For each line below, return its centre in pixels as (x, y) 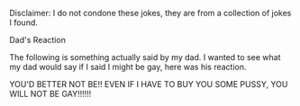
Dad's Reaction (37, 40)
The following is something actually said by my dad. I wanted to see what (145, 57)
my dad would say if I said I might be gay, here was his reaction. (128, 67)
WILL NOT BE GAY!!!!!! (50, 94)
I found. (24, 22)
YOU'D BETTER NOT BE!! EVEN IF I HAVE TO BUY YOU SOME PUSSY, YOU (149, 84)
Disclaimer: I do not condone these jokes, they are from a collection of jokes (150, 13)
